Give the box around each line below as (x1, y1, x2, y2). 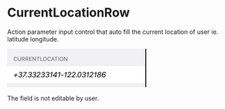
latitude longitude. (7, 34, 59, 43)
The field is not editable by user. (7, 94, 99, 102)
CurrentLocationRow (7, 5, 130, 21)
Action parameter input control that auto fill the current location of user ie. (7, 28, 219, 36)
